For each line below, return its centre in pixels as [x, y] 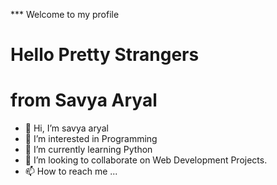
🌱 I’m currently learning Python [88, 150]
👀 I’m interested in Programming [91, 139]
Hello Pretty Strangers [105, 55]
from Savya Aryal [84, 100]
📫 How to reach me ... [71, 171]
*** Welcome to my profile [65, 14]
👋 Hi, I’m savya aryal [66, 128]
